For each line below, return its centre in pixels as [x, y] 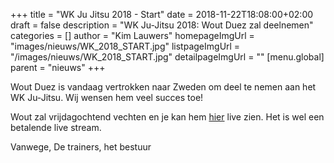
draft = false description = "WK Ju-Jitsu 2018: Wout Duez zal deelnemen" [162, 25]
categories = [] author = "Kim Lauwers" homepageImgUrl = [132, 35]
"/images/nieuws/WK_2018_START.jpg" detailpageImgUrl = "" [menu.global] [167, 57]
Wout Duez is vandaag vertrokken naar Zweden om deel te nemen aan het [163, 87]
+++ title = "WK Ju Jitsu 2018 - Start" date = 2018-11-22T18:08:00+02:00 [162, 14]
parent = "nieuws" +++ [58, 67]
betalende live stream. [56, 127]
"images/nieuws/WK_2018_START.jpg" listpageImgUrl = [125, 46]
